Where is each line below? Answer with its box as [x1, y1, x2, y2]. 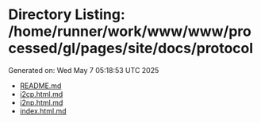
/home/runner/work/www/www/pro [8, 22, 251, 40]
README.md [19, 81, 62, 90]
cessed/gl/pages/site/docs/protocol [8, 40, 254, 57]
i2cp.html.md [19, 89, 63, 98]
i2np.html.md [19, 98, 63, 107]
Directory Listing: [8, 6, 125, 24]
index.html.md [19, 106, 67, 116]
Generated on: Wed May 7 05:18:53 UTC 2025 [8, 65, 159, 75]
